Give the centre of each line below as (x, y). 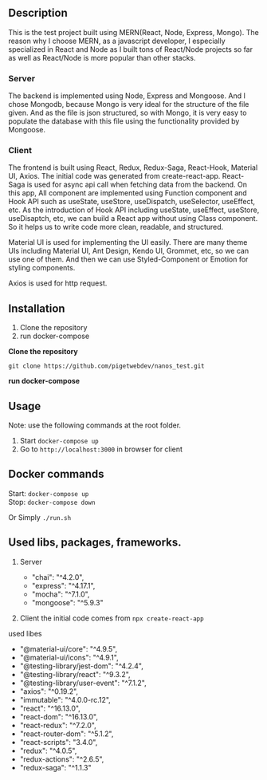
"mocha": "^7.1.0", (61, 594)
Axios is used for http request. (58, 283)
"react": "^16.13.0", (50, 708)
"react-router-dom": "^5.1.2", (67, 734)
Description (38, 13)
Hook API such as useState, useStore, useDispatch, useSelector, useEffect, (132, 202)
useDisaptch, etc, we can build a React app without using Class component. (133, 219)
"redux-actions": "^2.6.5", (62, 759)
